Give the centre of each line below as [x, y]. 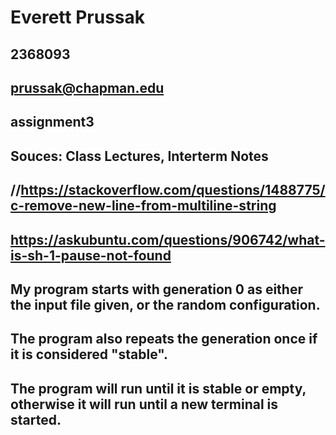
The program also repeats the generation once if [164, 339]
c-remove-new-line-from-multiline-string [143, 206]
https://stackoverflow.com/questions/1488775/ [173, 190]
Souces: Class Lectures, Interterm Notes [139, 156]
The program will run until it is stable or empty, [158, 388]
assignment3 [52, 122]
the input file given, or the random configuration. [165, 304]
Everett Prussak [78, 17]
